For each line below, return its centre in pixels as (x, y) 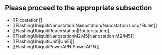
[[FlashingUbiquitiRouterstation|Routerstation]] (61, 31)
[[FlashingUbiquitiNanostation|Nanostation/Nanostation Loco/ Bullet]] (85, 25)
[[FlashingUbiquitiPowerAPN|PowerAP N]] (56, 46)
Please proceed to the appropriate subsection (78, 8)
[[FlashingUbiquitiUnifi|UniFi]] (43, 41)
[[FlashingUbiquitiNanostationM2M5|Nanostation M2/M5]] (73, 36)
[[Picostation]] (27, 20)
